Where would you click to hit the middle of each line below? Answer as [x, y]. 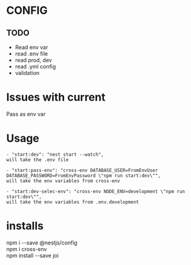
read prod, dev [34, 60]
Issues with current [56, 97]
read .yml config [35, 66]
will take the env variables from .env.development [73, 202]
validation [27, 73]
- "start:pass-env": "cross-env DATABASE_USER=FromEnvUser [82, 170]
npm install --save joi [33, 255]
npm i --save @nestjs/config [42, 243]
